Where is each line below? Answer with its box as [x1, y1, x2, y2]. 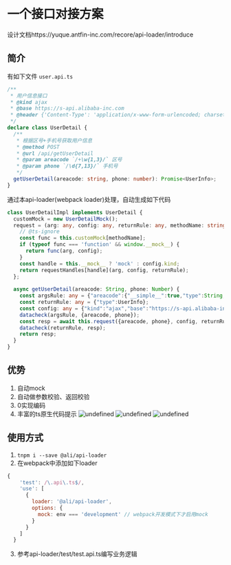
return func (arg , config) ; [25, 247, 103, 254]
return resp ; [19, 331, 57, 338]
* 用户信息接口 [10, 92, 47, 99]
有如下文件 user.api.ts [7, 72, 74, 80]
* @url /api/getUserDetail [16, 150, 94, 157]
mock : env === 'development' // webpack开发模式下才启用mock [37, 511, 208, 517]
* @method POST [16, 143, 60, 150]
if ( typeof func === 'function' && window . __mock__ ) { [19, 241, 180, 248]
